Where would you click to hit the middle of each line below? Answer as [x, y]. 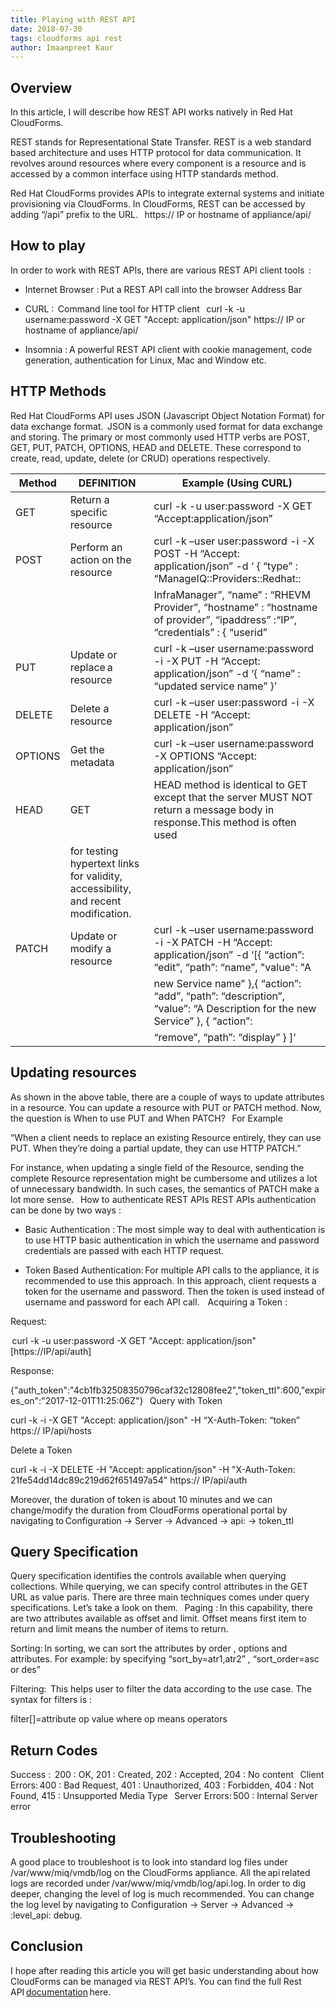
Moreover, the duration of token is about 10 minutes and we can [141, 1499]
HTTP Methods [58, 391]
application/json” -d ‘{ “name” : [227, 673]
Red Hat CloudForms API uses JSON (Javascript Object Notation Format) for [167, 415]
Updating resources [73, 1072]
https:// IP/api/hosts [51, 1430]
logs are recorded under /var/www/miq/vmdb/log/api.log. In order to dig [158, 1883]
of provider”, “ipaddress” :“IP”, [225, 619]
